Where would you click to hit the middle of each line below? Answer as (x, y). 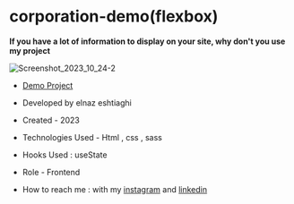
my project (30, 50)
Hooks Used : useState (65, 155)
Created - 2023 (51, 120)
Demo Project (48, 85)
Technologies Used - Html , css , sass (92, 137)
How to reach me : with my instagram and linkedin (115, 189)
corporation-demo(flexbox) (114, 17)
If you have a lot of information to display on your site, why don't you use (147, 41)
